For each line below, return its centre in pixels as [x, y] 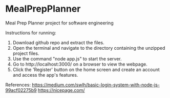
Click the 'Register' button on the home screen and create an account [86, 70]
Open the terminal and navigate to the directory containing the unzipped [89, 48]
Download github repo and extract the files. [58, 42]
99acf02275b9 [21, 90]
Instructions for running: [31, 32]
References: [18, 85]
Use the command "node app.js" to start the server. [67, 58]
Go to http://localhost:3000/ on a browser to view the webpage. [80, 64]
